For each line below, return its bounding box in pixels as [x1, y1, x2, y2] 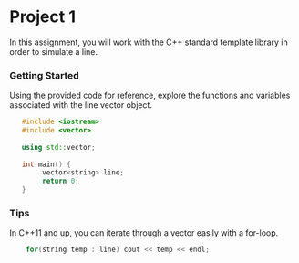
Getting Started [9, 68, 79, 81]
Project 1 [9, 6, 76, 27]
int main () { [21, 160, 71, 169]
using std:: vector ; [21, 142, 96, 152]
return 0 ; [42, 176, 79, 186]
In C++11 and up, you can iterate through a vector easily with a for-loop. [9, 227, 279, 238]
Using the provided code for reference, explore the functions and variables [9, 89, 291, 101]
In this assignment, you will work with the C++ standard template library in [9, 37, 289, 47]
